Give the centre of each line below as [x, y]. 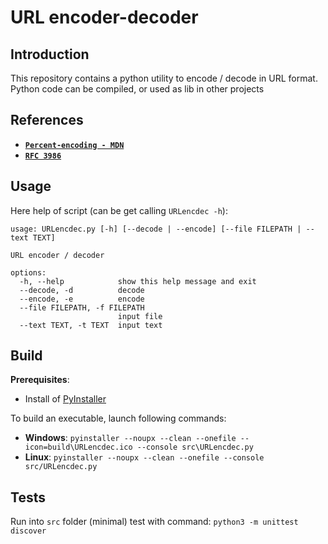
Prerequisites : [40, 380]
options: [28, 272]
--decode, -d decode [82, 290]
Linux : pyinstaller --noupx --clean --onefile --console [144, 457]
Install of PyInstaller [65, 399]
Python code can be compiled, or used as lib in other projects [137, 89]
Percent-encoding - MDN [74, 145]
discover [28, 531]
